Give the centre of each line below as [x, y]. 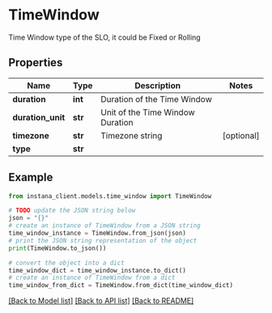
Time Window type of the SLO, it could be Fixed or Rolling [104, 37]
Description [157, 85]
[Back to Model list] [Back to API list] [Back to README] [101, 301]
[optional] [241, 135]
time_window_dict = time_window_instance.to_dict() [97, 270]
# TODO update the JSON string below [72, 211]
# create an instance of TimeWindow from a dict [92, 278]
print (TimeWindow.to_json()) [57, 248]
